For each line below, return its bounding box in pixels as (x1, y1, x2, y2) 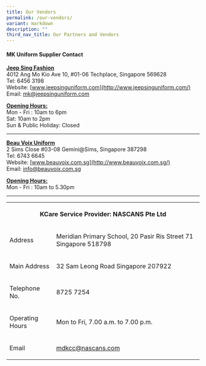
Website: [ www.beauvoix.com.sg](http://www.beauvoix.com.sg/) (6, 159, 170, 166)
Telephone (9, 284, 40, 293)
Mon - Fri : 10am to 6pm (6, 108, 67, 116)
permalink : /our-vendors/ (6, 15, 72, 21)
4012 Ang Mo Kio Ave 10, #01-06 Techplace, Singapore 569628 (6, 71, 167, 78)
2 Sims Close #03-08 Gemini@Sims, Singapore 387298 (6, 146, 147, 153)
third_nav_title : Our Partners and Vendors (6, 32, 120, 38)
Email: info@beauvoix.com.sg (6, 165, 82, 173)
